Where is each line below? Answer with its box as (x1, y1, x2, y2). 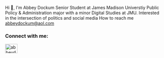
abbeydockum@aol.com (5, 20, 55, 26)
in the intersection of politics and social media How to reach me (5, 15, 134, 21)
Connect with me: (5, 32, 49, 39)
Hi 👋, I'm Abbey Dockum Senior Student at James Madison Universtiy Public (5, 5, 160, 10)
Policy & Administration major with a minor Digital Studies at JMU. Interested (5, 10, 160, 16)
